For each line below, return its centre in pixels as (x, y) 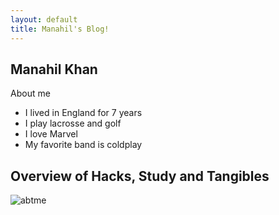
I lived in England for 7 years (83, 113)
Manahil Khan (54, 69)
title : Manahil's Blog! (60, 29)
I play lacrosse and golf (73, 123)
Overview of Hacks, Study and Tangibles (140, 176)
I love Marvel (51, 134)
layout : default (44, 19)
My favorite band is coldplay (83, 145)
